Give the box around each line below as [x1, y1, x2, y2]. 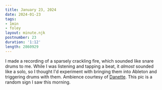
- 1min [5, 21, 19, 26]
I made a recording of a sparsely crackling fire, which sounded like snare [5, 58, 154, 64]
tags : [5, 16, 16, 21]
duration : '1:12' [5, 40, 41, 45]
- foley [5, 26, 21, 31]
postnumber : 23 [5, 35, 37, 40]
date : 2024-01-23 [5, 12, 41, 17]
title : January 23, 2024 [5, 7, 56, 12]
